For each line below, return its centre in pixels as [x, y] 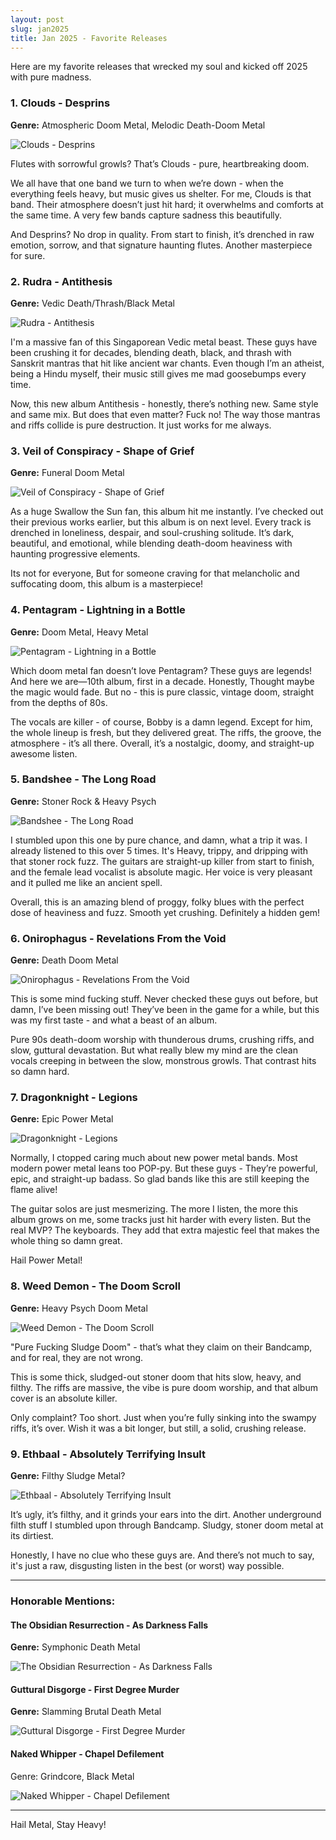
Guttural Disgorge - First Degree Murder [95, 1689]
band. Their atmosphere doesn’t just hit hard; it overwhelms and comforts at [167, 204]
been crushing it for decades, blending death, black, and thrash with [151, 352]
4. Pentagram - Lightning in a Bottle [98, 610]
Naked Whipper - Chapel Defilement [87, 1753]
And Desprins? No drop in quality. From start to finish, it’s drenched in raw [162, 234]
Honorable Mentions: [63, 1601]
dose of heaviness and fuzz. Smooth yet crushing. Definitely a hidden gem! [165, 912]
